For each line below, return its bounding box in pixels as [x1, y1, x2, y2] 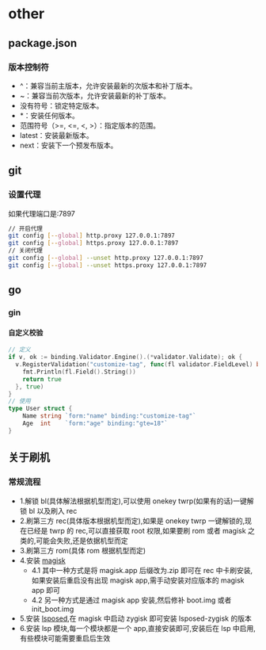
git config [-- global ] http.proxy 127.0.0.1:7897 [8, 231, 176, 240]
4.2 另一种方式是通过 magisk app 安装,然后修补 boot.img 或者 [31, 595, 232, 605]
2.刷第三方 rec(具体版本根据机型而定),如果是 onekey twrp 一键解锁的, [19, 516, 245, 526]
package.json [8, 36, 78, 50]
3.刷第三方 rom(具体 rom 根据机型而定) [19, 545, 146, 555]
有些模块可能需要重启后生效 [19, 633, 111, 643]
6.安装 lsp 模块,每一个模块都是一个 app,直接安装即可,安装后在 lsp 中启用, [19, 623, 256, 633]
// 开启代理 [8, 224, 44, 232]
